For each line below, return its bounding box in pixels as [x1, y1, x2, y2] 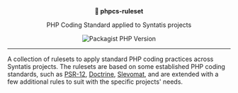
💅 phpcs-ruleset [94, 7, 144, 15]
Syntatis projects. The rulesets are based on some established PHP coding [7, 62, 225, 70]
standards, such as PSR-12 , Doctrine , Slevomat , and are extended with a [7, 70, 219, 78]
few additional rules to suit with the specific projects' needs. [7, 77, 183, 86]
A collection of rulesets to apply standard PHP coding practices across [7, 55, 214, 63]
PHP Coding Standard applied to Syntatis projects [46, 21, 192, 29]
